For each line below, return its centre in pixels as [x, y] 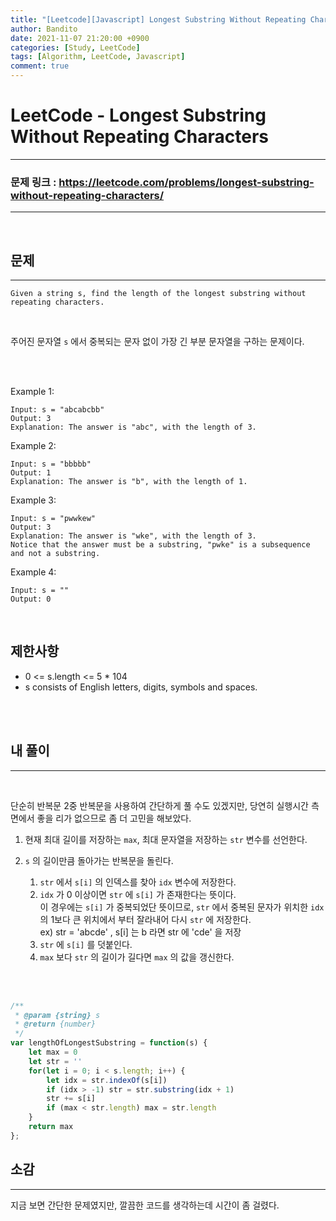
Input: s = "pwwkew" [53, 519]
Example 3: [33, 500]
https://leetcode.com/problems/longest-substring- [186, 182]
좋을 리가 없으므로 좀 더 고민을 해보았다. [114, 818]
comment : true [40, 66]
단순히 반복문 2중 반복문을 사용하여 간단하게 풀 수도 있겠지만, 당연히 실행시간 [159, 805]
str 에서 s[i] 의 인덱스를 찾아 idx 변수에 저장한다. [138, 882]
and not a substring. [55, 554]
